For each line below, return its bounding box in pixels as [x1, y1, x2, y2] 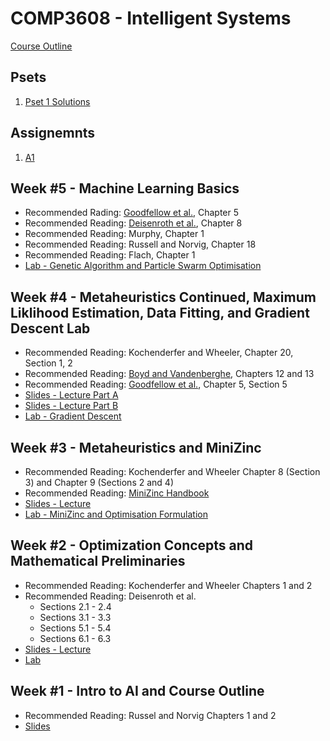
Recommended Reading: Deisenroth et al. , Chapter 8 [24, 217, 243, 229]
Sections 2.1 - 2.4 [39, 600, 112, 612]
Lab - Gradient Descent [24, 410, 122, 422]
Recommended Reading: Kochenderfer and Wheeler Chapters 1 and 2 [24, 579, 313, 591]
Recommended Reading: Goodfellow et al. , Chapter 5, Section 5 [24, 378, 288, 391]
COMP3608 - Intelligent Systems [10, 7, 292, 30]
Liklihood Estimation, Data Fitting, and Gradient [10, 304, 310, 321]
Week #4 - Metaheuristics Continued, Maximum [10, 288, 317, 306]
